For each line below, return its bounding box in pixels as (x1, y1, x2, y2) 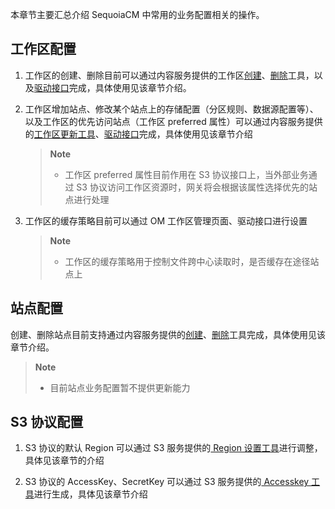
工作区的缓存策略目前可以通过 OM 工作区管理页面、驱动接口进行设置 (24, 214, 308, 227)
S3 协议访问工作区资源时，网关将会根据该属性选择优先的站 (76, 181, 318, 193)
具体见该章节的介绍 (24, 454, 105, 467)
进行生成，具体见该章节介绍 (33, 488, 148, 500)
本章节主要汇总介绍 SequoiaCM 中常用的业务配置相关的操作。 (10, 9, 265, 20)
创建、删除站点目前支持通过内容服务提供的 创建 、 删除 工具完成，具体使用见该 (10, 328, 326, 340)
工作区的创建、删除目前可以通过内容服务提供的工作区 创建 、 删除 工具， (24, 69, 315, 81)
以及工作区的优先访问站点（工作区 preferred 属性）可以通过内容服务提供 (24, 115, 323, 127)
